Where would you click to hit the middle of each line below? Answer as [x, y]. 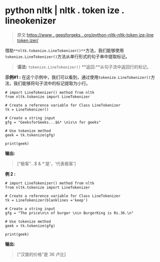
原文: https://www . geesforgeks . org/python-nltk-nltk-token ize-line [85, 35]
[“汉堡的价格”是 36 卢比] [41, 254]
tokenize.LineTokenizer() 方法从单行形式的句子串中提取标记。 [67, 56]
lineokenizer [31, 21]
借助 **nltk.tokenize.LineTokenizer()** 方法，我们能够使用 [64, 50]
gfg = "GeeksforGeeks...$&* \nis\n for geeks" [53, 122]
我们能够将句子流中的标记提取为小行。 [52, 83]
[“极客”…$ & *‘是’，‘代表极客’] [46, 164]
